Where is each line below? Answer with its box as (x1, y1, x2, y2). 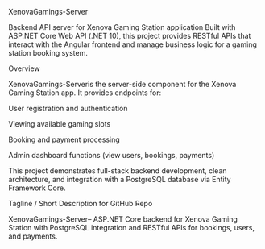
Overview (8, 64, 40, 73)
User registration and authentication (8, 104, 128, 113)
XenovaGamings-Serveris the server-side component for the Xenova (8, 80, 237, 89)
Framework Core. (8, 183, 66, 193)
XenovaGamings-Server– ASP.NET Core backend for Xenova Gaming (8, 214, 238, 224)
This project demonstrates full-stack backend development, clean (8, 166, 227, 176)
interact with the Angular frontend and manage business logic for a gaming (8, 39, 258, 49)
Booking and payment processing (8, 135, 121, 144)
